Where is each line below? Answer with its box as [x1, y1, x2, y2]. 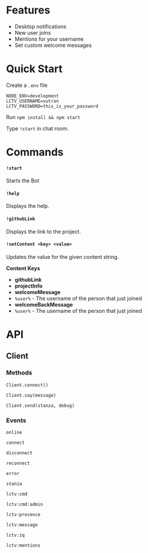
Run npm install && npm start [6, 113, 80, 120]
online [6, 430, 22, 436]
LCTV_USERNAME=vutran [6, 98, 59, 104]
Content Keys [6, 265, 41, 272]
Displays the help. [6, 203, 50, 210]
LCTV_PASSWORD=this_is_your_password [6, 103, 99, 109]
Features [6, 4, 51, 17]
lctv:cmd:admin [6, 501, 43, 508]
